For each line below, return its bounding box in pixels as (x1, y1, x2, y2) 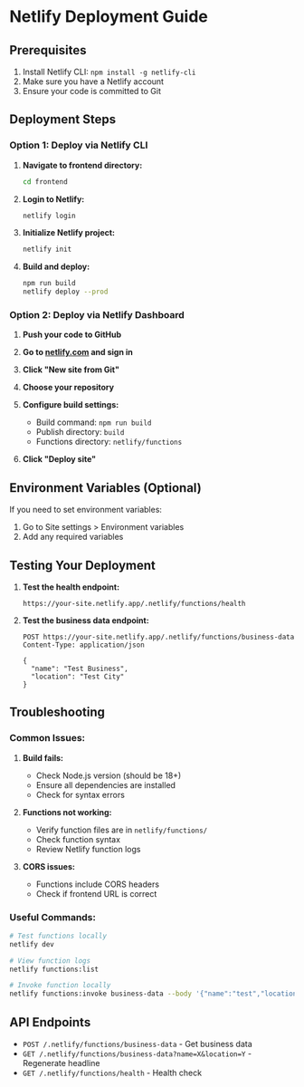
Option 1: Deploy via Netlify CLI (9, 139, 148, 151)
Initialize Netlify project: (22, 227, 116, 238)
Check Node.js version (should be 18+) (35, 770, 182, 781)
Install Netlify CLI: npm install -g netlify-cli (22, 66, 196, 77)
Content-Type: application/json (22, 640, 145, 649)
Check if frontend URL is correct (35, 888, 157, 899)
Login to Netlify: (22, 193, 85, 205)
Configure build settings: (22, 399, 119, 410)
